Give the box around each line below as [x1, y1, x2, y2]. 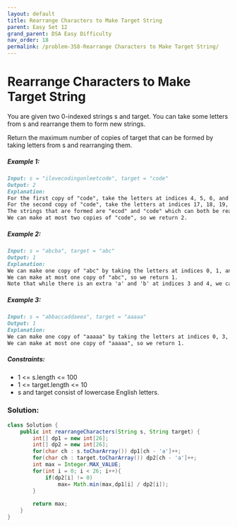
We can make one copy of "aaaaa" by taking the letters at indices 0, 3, [7, 333, 229, 340]
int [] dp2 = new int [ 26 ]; [32, 441, 109, 448]
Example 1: [7, 157, 40, 166]
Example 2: [7, 229, 41, 238]
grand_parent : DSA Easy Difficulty [7, 30, 112, 37]
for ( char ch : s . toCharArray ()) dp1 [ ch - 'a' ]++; [32, 448, 181, 455]
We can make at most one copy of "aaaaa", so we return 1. [7, 340, 185, 347]
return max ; [32, 500, 68, 508]
